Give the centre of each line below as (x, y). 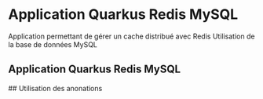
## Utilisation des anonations (55, 88)
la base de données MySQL (53, 44)
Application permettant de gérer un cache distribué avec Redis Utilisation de (131, 36)
